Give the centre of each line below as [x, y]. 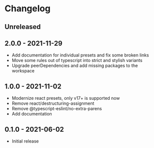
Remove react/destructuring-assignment [53, 103]
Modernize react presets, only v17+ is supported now [66, 98]
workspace [23, 71]
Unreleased [23, 27]
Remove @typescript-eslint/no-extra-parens [57, 109]
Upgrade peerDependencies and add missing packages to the [75, 66]
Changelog [28, 9]
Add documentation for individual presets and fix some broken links [80, 55]
